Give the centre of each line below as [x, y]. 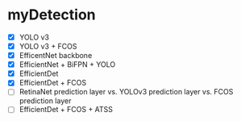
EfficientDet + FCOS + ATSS [66, 110]
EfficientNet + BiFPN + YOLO [67, 65]
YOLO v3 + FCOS [48, 46]
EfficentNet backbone [56, 56]
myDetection [52, 15]
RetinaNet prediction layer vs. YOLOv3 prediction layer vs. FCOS [126, 92]
